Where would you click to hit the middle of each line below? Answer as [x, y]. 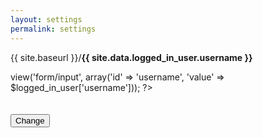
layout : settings [46, 19]
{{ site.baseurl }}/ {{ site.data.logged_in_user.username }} [131, 57]
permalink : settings [53, 29]
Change [30, 120]
